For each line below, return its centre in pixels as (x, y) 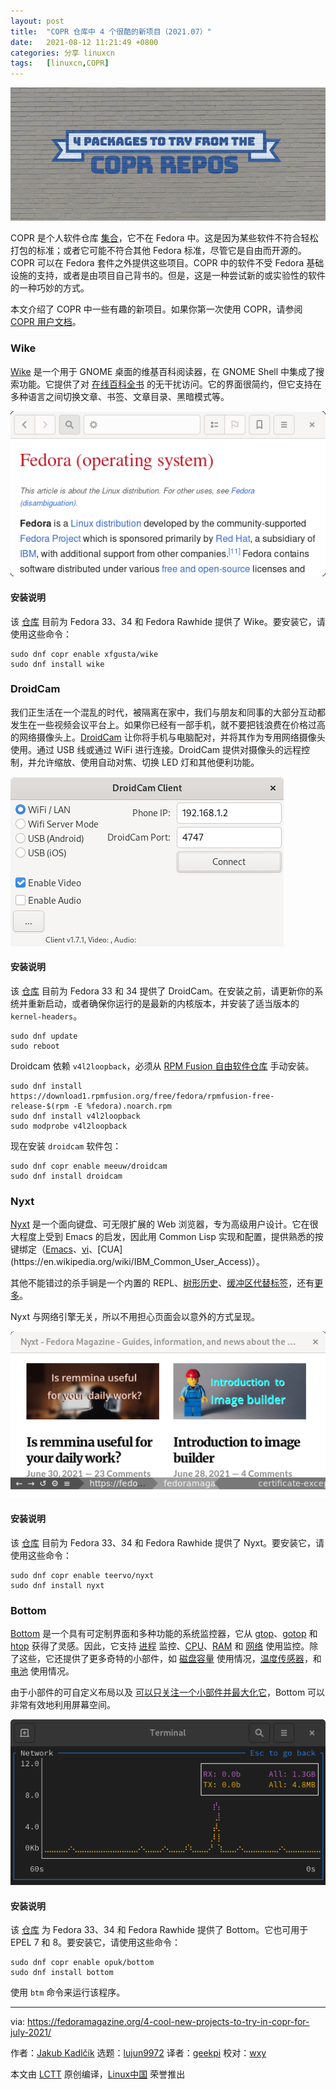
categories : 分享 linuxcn (62, 53)
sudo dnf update (44, 1036)
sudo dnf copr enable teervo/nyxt (82, 1575)
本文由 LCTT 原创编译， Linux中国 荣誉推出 (98, 2074)
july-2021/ (31, 2032)
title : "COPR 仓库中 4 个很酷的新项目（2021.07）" (111, 31)
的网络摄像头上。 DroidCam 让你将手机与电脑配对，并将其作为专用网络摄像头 (168, 737)
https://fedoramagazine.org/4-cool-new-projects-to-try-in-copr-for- (168, 2022)
